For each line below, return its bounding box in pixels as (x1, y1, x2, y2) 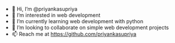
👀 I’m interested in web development (11, 12, 101, 19)
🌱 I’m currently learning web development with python (11, 18, 144, 24)
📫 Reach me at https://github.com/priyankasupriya (11, 31, 137, 37)
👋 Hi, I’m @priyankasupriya (11, 6, 78, 12)
